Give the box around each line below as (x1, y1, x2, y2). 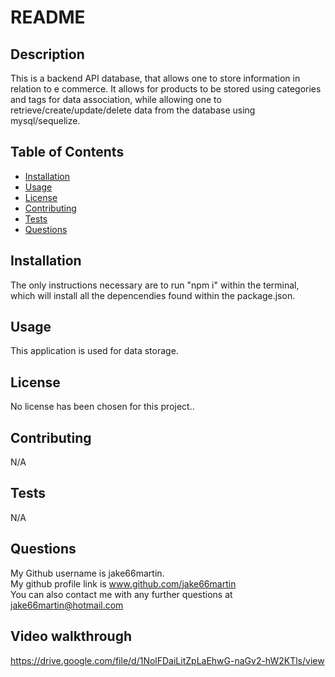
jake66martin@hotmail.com (10, 599, 124, 611)
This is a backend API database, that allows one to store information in (10, 72, 301, 84)
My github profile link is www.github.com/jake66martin (10, 577, 237, 590)
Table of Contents (10, 144, 125, 161)
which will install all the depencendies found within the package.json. (10, 289, 296, 301)
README (10, 6, 86, 29)
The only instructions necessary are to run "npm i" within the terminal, (10, 279, 300, 291)
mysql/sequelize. (10, 115, 81, 126)
